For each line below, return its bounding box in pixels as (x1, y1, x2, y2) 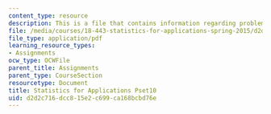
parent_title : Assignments (8, 64, 99, 72)
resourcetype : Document (8, 79, 89, 87)
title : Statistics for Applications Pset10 (8, 86, 157, 95)
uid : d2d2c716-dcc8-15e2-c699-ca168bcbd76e (8, 94, 157, 102)
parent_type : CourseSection (8, 71, 103, 79)
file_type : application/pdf (8, 34, 103, 43)
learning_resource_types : (8, 42, 95, 50)
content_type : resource (8, 11, 89, 20)
